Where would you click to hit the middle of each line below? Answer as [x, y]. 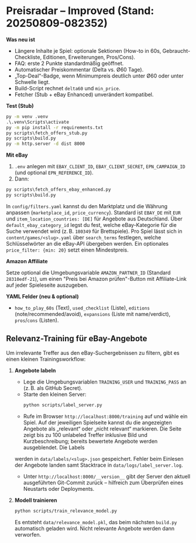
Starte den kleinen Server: [55, 394]
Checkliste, [28, 57]
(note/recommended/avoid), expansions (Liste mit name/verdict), [92, 314]
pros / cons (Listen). [37, 320]
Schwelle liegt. [32, 82]
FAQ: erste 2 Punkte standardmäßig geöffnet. [69, 63]
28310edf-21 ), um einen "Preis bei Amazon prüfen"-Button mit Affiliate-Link [97, 279]
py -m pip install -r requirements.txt [55, 127]
